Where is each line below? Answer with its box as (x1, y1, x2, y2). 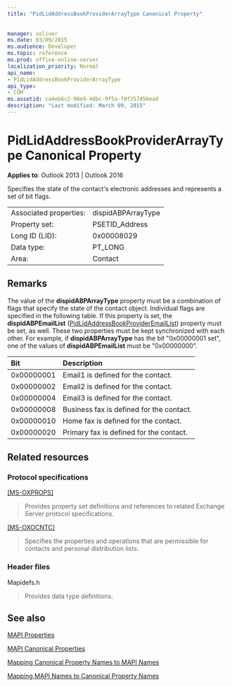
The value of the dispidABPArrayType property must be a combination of (7, 296, 221, 305)
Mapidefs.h (7, 578, 40, 586)
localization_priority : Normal (7, 63, 99, 70)
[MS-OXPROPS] (7, 488, 54, 497)
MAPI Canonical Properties (7, 645, 86, 653)
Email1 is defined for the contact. (63, 370, 172, 379)
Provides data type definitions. (24, 592, 114, 600)
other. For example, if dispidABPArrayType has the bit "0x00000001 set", (7, 334, 221, 342)
